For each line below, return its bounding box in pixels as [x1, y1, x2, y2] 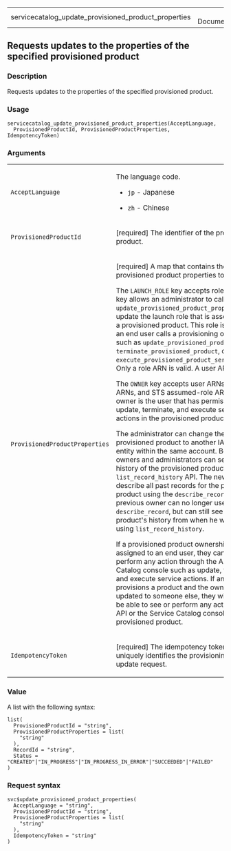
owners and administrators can [115, 455, 217, 464]
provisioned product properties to [115, 271, 225, 280]
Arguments [7, 148, 46, 157]
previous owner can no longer [115, 498, 213, 508]
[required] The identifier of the [115, 228, 214, 237]
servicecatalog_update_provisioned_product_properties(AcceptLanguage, [7, 120, 217, 127]
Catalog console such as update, [115, 565, 222, 575]
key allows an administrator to [115, 295, 212, 304]
